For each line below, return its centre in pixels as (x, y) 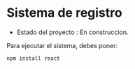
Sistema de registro (65, 13)
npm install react (33, 58)
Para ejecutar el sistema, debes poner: (62, 45)
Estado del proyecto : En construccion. (72, 32)
